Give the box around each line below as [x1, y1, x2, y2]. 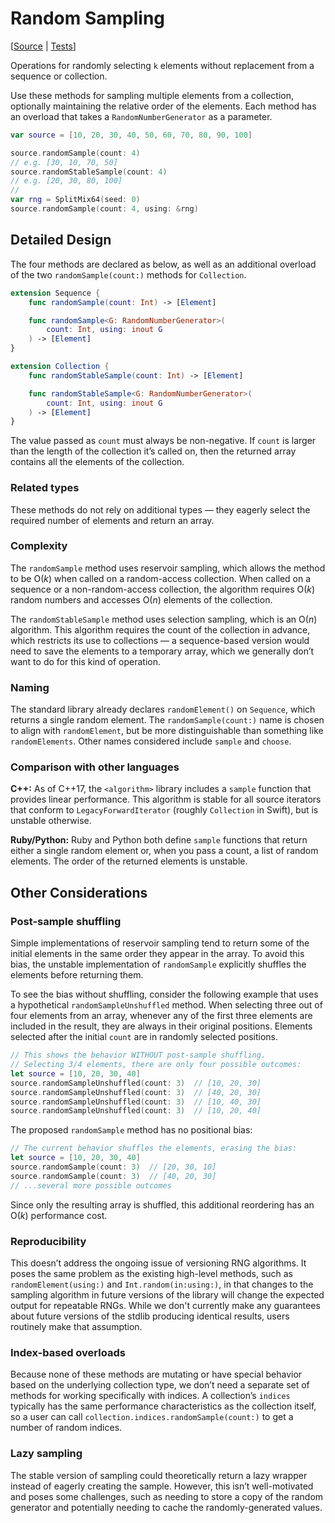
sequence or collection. [10, 70, 108, 82]
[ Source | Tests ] [10, 40, 77, 52]
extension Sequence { [10, 288, 101, 298]
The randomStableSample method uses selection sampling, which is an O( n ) [10, 613, 318, 625]
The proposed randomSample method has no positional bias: [10, 1124, 253, 1136]
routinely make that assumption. [10, 1320, 143, 1332]
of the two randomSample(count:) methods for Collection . [10, 268, 247, 281]
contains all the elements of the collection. [10, 456, 185, 468]
